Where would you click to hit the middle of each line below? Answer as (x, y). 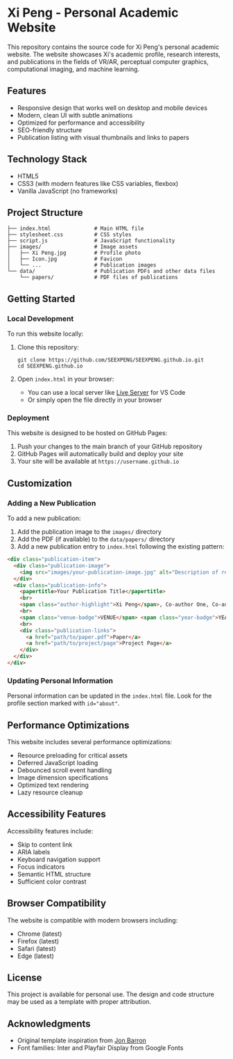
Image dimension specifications (63, 778)
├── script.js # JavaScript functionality (91, 241)
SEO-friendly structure (50, 130)
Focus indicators (41, 866)
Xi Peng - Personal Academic (93, 13)
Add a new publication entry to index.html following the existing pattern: (121, 547)
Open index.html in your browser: (66, 379)
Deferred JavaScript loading (58, 763)
